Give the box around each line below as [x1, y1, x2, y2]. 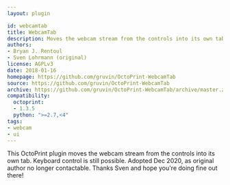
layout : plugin [7, 10, 51, 17]
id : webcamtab [7, 22, 48, 29]
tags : [7, 118, 23, 125]
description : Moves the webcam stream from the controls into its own [7, 35, 213, 42]
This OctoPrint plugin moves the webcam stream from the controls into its [7, 149, 216, 158]
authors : [7, 42, 32, 49]
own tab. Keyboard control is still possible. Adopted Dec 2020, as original [7, 157, 214, 165]
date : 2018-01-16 [7, 66, 57, 74]
